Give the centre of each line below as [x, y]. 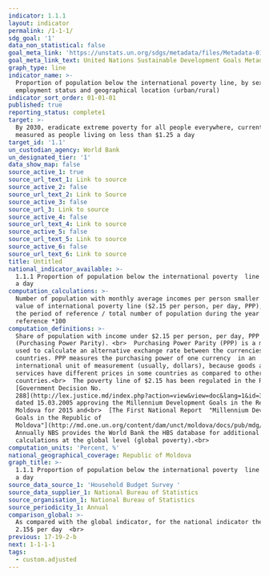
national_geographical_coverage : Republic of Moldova [100, 455]
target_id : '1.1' [37, 142]
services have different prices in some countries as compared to [128, 373]
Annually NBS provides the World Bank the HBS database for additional [138, 433]
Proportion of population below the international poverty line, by [132, 83]
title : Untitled [35, 261]
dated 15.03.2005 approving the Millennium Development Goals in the [134, 403]
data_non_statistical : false [57, 46]
